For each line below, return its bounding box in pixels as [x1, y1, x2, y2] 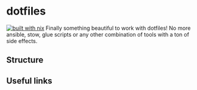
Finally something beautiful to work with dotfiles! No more [45, 24, 191, 32]
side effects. [6, 37, 38, 44]
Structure [6, 55, 44, 65]
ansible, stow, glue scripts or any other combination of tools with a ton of [6, 30, 190, 38]
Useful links [6, 75, 53, 86]
